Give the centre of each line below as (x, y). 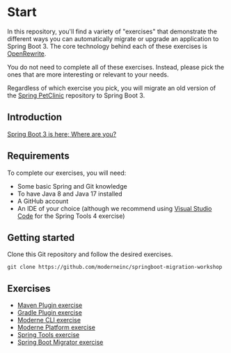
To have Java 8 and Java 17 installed (70, 194)
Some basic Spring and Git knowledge (72, 186)
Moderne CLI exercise (49, 320)
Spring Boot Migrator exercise (60, 343)
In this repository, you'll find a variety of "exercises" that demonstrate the (112, 31)
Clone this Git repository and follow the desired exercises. (90, 254)
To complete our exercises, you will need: (67, 173)
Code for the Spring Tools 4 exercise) (71, 216)
